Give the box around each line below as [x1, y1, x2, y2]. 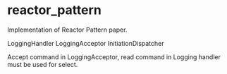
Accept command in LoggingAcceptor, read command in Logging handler [7, 52, 221, 61]
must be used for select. [7, 60, 78, 68]
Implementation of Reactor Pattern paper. [7, 25, 128, 34]
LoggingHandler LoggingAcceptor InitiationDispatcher [7, 39, 164, 47]
